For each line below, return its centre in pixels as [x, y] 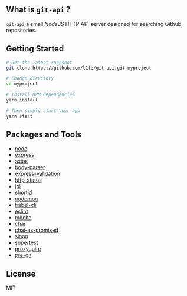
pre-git [23, 255]
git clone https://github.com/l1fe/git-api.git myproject [79, 68]
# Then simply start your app [43, 111]
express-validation [37, 174]
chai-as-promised [37, 230]
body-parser [30, 167]
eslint [21, 211]
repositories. [22, 30]
